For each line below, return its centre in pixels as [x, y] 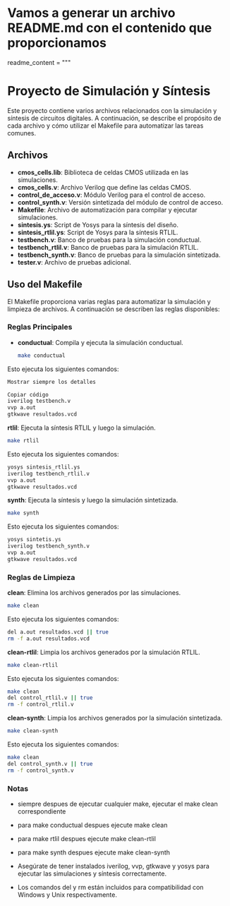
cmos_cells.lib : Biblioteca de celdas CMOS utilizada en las [103, 172]
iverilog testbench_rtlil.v [49, 473]
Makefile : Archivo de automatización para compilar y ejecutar [107, 210]
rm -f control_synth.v [41, 771]
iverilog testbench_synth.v [49, 546]
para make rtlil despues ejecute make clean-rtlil [87, 839]
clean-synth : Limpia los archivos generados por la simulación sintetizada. [115, 718]
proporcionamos [57, 43]
